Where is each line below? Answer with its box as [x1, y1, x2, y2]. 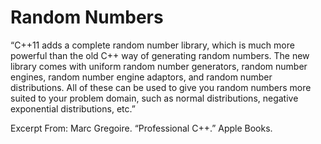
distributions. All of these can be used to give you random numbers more [10, 81, 312, 93]
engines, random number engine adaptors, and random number [10, 71, 273, 83]
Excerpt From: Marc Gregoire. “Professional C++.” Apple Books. [10, 122, 273, 134]
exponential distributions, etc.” [10, 102, 136, 115]
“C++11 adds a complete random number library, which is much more [10, 39, 295, 51]
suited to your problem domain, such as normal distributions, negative [10, 92, 299, 104]
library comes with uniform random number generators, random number [10, 60, 308, 72]
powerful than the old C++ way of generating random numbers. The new [10, 49, 310, 61]
